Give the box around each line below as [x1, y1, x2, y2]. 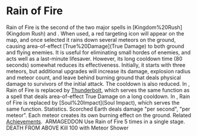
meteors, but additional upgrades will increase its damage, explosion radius [6, 67, 191, 75]
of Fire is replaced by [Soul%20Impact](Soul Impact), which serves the [6, 99, 180, 106]
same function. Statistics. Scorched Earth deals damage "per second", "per [6, 105, 190, 112]
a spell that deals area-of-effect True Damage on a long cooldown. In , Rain [6, 93, 190, 100]
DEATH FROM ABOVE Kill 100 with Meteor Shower [6, 124, 129, 131]
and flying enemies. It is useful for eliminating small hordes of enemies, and [6, 48, 191, 56]
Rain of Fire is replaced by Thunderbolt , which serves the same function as [6, 86, 190, 93]
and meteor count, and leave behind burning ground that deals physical [6, 74, 181, 81]
